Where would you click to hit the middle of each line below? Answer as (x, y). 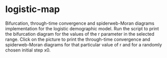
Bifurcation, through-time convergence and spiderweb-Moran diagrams (80, 23)
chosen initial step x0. (28, 50)
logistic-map (33, 9)
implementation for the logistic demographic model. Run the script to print (82, 28)
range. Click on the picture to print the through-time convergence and (78, 39)
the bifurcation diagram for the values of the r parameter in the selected (80, 34)
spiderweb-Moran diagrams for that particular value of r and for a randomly (84, 44)
